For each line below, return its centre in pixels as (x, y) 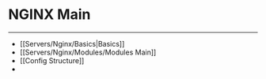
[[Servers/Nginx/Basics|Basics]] (72, 43)
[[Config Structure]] (52, 60)
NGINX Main (49, 15)
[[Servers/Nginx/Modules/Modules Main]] (88, 52)
